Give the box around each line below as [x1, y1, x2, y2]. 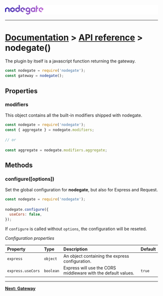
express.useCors [7, 268, 40, 273]
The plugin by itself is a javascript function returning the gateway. [5, 58, 136, 64]
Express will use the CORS [63, 265, 116, 271]
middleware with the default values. [63, 270, 134, 276]
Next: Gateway [5, 285, 36, 291]
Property [7, 246, 26, 252]
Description [63, 246, 88, 252]
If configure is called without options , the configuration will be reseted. [5, 226, 147, 232]
